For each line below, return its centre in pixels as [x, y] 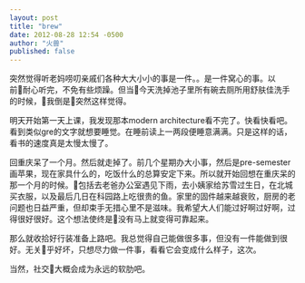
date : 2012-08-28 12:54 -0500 [67, 34]
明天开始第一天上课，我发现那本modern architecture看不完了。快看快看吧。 [151, 121]
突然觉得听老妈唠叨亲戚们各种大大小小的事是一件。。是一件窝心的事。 [138, 79]
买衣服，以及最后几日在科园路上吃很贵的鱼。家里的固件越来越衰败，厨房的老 [152, 197]
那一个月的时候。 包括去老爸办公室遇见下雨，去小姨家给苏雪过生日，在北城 [151, 185]
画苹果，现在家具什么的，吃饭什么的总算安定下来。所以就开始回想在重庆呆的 [152, 174]
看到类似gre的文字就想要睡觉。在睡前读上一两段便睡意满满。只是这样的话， [151, 132]
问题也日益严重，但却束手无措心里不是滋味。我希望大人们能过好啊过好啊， [148, 208]
